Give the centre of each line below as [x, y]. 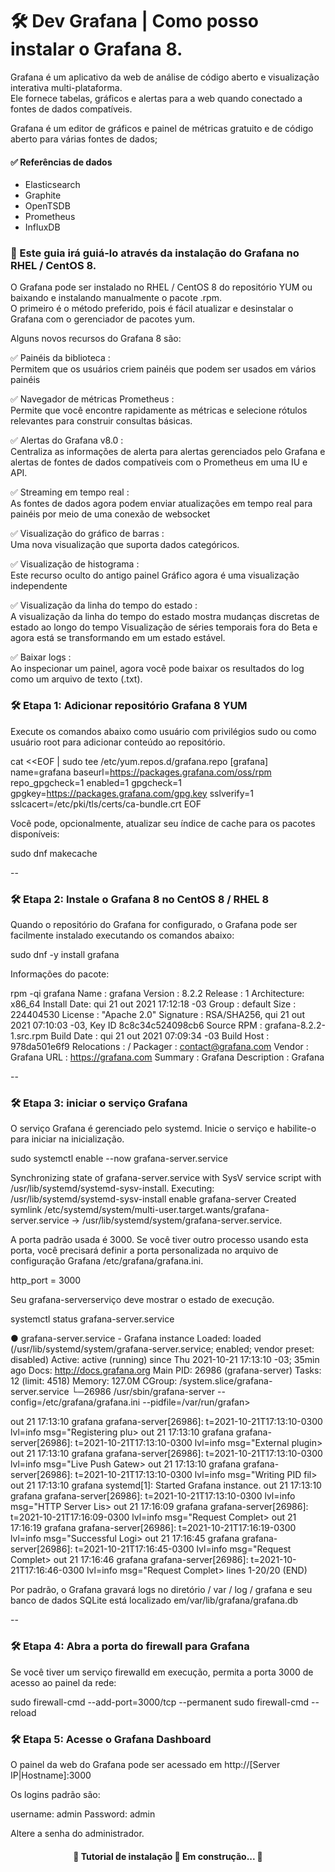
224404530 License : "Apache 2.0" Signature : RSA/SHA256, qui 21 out [157, 1015]
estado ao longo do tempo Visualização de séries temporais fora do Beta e [164, 627]
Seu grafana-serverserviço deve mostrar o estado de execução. [142, 1300]
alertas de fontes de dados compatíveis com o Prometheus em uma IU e [159, 462]
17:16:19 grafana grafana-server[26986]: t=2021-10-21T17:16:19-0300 [153, 1528]
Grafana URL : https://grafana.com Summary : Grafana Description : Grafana [167, 1057]
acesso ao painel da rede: [63, 1682]
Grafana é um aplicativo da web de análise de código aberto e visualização [165, 77]
